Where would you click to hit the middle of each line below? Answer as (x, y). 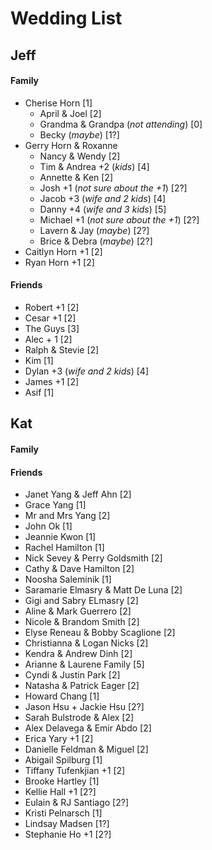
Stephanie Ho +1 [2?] (68, 834)
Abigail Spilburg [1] (63, 760)
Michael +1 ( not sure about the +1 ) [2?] (119, 219)
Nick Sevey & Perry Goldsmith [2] (93, 558)
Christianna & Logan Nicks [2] (86, 643)
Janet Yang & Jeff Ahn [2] (78, 494)
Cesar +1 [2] (50, 318)
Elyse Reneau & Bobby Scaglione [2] (100, 633)
